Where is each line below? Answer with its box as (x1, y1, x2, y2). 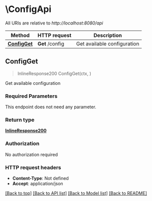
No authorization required (5, 151, 58, 158)
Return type (5, 116, 35, 123)
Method (10, 31, 30, 38)
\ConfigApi (5, 3, 51, 15)
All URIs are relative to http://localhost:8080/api (5, 20, 103, 26)
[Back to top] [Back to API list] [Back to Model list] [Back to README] (5, 190, 147, 196)
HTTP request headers (5, 164, 61, 171)
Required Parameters (5, 92, 58, 99)
